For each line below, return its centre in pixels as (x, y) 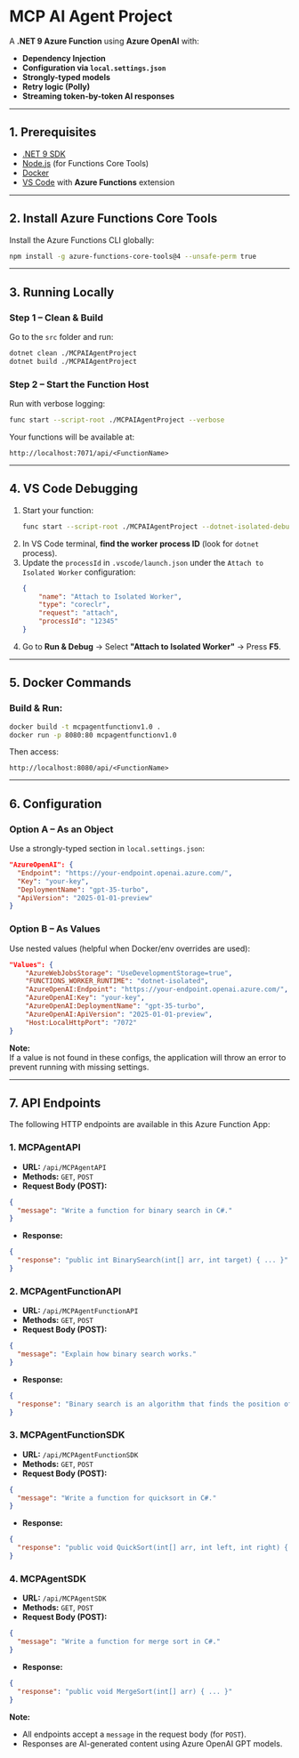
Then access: (34, 752)
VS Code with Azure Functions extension (98, 182)
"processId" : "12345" (78, 621)
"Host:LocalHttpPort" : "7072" (81, 1022)
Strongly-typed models (66, 77)
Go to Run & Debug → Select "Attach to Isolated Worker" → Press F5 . (152, 646)
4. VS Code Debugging (73, 489)
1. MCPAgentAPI (45, 1148)
